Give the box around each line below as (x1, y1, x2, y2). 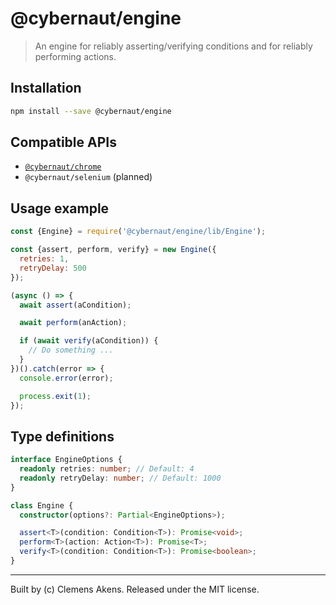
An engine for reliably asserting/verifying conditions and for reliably (34, 40, 313, 52)
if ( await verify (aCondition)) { (19, 336, 159, 346)
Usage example (10, 200, 110, 217)
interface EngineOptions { (10, 455, 123, 465)
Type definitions (10, 428, 115, 445)
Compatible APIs (10, 134, 117, 151)
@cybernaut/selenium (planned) (24, 171, 153, 183)
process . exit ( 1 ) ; (19, 391, 92, 401)
